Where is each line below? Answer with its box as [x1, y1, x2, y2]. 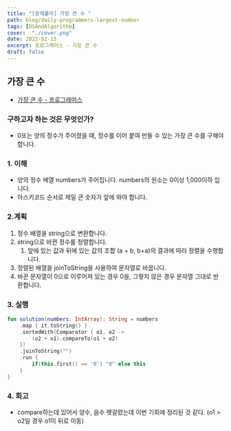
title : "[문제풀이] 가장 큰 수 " [7, 10, 91, 17]
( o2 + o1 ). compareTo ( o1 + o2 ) [32, 335, 118, 342]
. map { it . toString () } [19, 322, 88, 329]
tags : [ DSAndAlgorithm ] [7, 23, 76, 30]
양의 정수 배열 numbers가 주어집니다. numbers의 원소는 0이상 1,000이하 [16, 176, 213, 184]
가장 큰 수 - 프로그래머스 [16, 95, 82, 103]
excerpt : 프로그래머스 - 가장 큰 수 [7, 42, 98, 49]
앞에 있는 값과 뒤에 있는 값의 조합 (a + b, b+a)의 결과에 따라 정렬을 [27, 246, 206, 254]
